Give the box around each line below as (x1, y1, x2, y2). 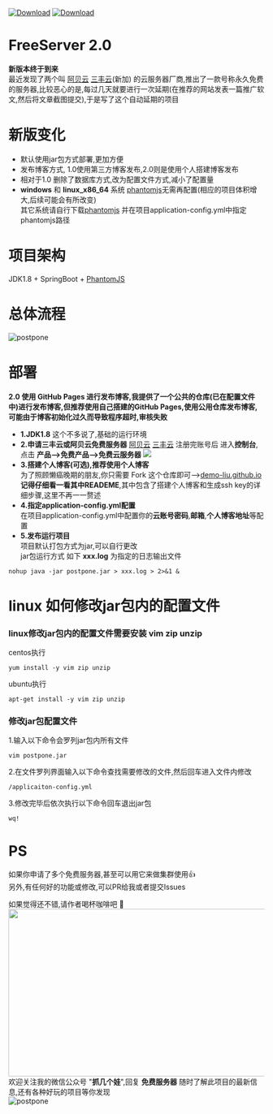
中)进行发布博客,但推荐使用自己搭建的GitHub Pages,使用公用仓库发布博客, (8, 402, 258, 412)
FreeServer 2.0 (8, 37, 112, 54)
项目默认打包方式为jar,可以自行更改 (19, 541, 138, 551)
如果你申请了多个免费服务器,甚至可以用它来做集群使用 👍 (8, 870, 197, 879)
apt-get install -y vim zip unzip (8, 695, 126, 704)
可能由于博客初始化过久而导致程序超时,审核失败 (8, 412, 168, 421)
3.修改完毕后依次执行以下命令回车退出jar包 (8, 798, 152, 808)
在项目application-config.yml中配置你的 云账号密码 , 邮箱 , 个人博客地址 (19, 510, 250, 520)
